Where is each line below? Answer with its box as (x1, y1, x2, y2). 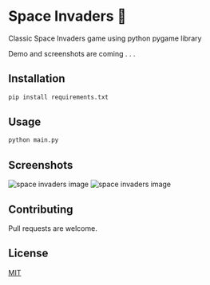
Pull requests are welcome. (8, 223, 97, 233)
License (8, 247, 49, 260)
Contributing (8, 202, 73, 216)
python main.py (8, 136, 59, 144)
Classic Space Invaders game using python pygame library (8, 33, 202, 43)
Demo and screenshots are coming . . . (8, 49, 136, 58)
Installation (8, 72, 65, 86)
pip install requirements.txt (8, 93, 109, 101)
